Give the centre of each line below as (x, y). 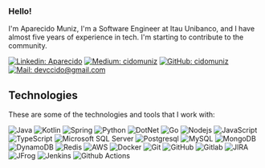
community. (28, 46)
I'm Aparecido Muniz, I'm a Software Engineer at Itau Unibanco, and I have (132, 29)
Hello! (20, 11)
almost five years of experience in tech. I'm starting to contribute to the (126, 37)
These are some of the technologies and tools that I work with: (112, 115)
